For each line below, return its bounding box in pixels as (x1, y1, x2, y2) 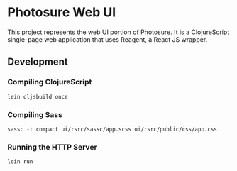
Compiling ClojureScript (7, 77, 92, 87)
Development (7, 56, 69, 68)
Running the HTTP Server (7, 142, 97, 152)
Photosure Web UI (7, 4, 116, 21)
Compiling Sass (7, 109, 62, 119)
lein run (7, 158, 33, 165)
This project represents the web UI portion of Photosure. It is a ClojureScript (7, 28, 230, 36)
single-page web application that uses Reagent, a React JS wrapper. (7, 35, 208, 43)
